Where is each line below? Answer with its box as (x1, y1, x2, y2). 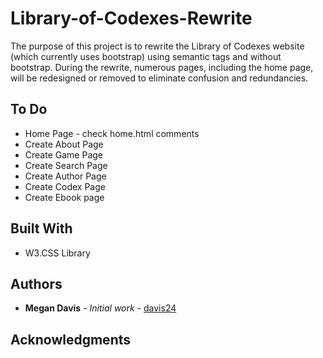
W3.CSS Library (24, 247, 91, 259)
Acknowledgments (10, 331, 132, 348)
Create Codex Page (24, 180, 106, 192)
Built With (10, 220, 73, 237)
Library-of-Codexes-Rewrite (10, 7, 253, 30)
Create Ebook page (24, 191, 105, 203)
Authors (10, 275, 63, 292)
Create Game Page (24, 148, 103, 161)
